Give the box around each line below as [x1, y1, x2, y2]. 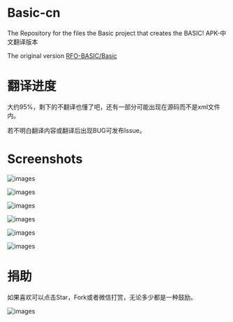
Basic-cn [7, 5, 61, 21]
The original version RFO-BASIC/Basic [7, 51, 117, 60]
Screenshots [7, 152, 83, 167]
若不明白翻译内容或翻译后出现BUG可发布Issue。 [7, 126, 146, 134]
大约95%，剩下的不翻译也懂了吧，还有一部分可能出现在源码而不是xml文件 [7, 103, 221, 111]
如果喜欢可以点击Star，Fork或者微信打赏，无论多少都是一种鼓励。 [7, 293, 197, 301]
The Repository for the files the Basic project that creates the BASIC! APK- [7, 29, 220, 37]
